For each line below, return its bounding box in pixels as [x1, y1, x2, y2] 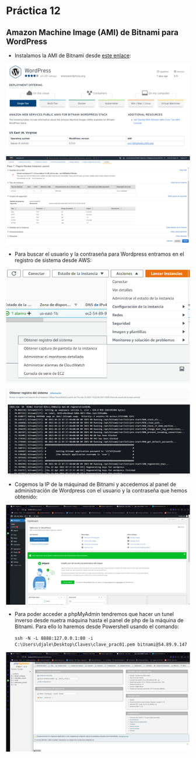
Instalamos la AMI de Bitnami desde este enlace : [14, 52, 131, 59]
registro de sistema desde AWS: [14, 257, 92, 264]
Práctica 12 [6, 4, 61, 18]
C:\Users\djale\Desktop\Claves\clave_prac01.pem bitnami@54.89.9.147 [14, 642, 188, 647]
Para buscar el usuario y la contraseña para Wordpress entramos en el [14, 250, 184, 258]
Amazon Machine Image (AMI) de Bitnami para [6, 27, 179, 37]
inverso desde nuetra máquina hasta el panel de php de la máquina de [14, 616, 184, 623]
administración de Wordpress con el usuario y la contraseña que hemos [14, 487, 188, 494]
